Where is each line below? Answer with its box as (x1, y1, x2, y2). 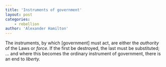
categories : (5, 17, 30, 22)
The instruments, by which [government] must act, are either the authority (5, 40, 159, 46)
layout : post (5, 12, 33, 17)
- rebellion (14, 21, 39, 27)
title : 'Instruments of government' (5, 7, 82, 13)
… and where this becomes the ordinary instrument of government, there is (5, 51, 161, 57)
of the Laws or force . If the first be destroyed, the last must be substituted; (5, 45, 160, 51)
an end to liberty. (5, 56, 40, 62)
